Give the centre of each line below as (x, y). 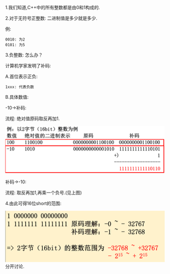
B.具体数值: (17, 97)
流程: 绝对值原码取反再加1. (32, 119)
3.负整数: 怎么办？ (24, 55)
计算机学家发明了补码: (28, 66)
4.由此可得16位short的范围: (33, 204)
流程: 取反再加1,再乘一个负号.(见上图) (44, 193)
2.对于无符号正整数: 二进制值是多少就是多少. (51, 18)
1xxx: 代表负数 (20, 87)
